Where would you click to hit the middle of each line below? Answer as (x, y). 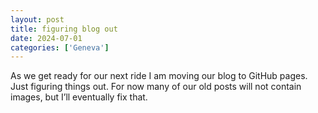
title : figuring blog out (64, 29)
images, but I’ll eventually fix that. (79, 97)
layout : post (37, 19)
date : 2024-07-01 (46, 38)
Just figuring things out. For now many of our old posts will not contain (156, 87)
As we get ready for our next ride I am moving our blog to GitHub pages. (159, 76)
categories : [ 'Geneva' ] (60, 47)
